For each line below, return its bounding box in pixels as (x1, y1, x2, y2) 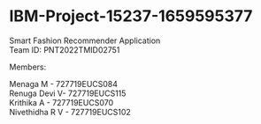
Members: (9, 62, 47, 72)
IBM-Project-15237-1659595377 (9, 6, 253, 26)
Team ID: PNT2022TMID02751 (9, 44, 120, 55)
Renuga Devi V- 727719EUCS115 (9, 88, 127, 98)
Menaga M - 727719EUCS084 (9, 78, 118, 89)
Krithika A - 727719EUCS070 (9, 97, 114, 107)
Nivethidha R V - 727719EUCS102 (9, 106, 131, 117)
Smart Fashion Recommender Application (9, 35, 161, 46)
